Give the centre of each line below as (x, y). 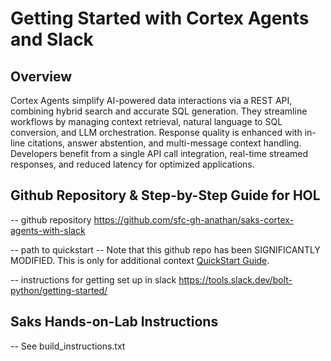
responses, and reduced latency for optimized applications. (132, 164)
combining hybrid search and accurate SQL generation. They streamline (159, 111)
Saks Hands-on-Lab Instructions (114, 322)
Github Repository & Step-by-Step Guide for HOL (165, 195)
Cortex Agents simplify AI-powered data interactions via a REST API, (151, 100)
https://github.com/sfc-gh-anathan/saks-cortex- (194, 219)
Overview (41, 76)
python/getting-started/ (59, 290)
